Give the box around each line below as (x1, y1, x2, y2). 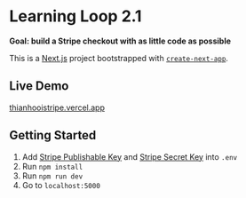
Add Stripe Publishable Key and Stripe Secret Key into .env (21, 151, 238, 162)
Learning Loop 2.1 (9, 6, 142, 27)
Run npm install (21, 161, 83, 171)
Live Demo (9, 78, 69, 94)
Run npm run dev (21, 170, 83, 181)
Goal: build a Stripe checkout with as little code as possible (9, 36, 232, 46)
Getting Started (9, 128, 97, 143)
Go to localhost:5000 (21, 179, 100, 190)
